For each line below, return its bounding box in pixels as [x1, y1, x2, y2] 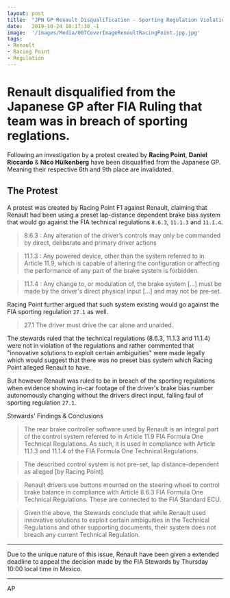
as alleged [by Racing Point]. [23, 467, 105, 475]
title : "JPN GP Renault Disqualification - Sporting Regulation [7, 16, 197, 23]
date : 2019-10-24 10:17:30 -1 [7, 23, 99, 29]
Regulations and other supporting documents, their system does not [23, 523, 217, 531]
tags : [7, 36, 23, 43]
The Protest [7, 185, 58, 197]
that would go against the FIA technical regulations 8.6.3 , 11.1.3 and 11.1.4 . [7, 217, 223, 226]
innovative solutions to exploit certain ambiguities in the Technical [23, 516, 210, 524]
